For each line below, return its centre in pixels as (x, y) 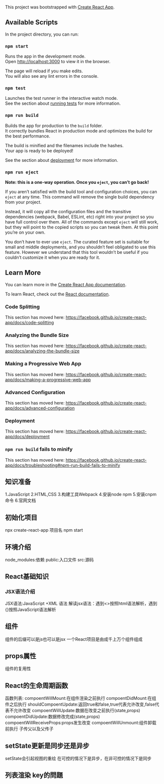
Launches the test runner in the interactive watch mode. (62, 98)
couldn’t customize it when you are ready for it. (53, 257)
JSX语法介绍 (20, 592)
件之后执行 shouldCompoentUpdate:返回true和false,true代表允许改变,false (80, 704)
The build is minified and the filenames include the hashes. (64, 145)
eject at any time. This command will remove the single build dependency (80, 197)
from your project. (23, 202)
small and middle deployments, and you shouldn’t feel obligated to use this (80, 247)
